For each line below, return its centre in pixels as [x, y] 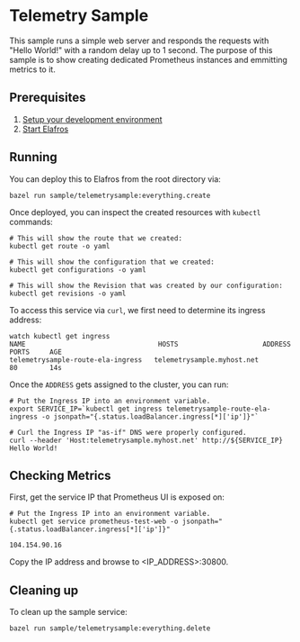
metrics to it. [32, 69]
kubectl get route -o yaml [60, 246]
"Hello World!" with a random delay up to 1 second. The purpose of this [141, 50]
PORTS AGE [36, 352]
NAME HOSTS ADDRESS [150, 344]
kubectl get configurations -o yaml [78, 270]
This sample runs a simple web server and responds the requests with [139, 41]
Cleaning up [44, 590]
